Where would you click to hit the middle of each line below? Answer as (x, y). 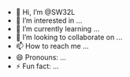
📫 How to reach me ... (52, 46)
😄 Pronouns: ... (41, 57)
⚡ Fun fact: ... (37, 66)
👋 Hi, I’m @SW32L (45, 12)
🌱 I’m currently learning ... (58, 29)
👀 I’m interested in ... (49, 20)
